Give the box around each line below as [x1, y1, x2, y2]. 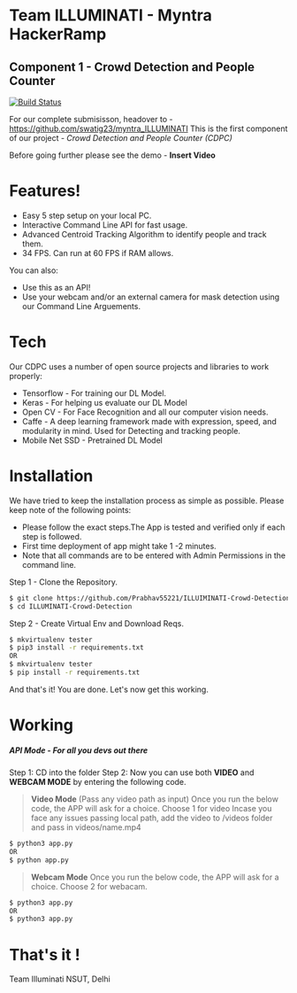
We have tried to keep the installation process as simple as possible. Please [9, 495, 285, 506]
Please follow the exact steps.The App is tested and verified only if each [21, 522, 286, 532]
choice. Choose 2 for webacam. [30, 881, 148, 891]
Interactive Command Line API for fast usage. [21, 219, 188, 230]
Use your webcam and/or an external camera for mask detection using [21, 291, 280, 302]
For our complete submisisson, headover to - [9, 114, 173, 124]
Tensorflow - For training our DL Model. [21, 387, 166, 399]
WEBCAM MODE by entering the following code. [9, 777, 187, 787]
